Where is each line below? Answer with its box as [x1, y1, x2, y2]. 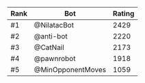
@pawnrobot [34, 54, 76, 63]
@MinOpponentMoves [34, 65, 107, 74]
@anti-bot [34, 32, 68, 40]
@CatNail [34, 43, 65, 52]
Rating [112, 9, 135, 18]
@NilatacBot [34, 21, 74, 29]
